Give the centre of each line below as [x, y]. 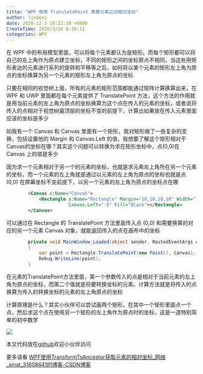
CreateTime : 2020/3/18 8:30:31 [46, 29]
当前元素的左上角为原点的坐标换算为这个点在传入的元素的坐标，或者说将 [107, 103]
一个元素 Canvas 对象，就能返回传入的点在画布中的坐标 [91, 230]
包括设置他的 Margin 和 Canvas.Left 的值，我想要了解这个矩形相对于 [101, 139]
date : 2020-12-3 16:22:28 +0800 [47, 23]
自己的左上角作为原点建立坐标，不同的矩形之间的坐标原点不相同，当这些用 [99, 60]
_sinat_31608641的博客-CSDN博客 [49, 365]
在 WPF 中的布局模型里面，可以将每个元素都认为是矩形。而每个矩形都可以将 [101, 53]
